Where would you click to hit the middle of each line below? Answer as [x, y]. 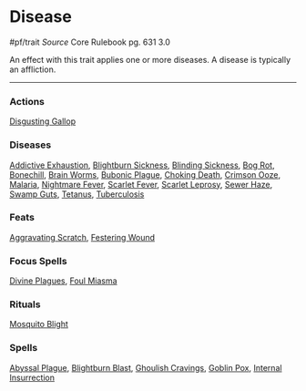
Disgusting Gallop [42, 121]
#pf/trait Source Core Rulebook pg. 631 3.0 [90, 42]
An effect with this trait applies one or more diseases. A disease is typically [150, 59]
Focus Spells [38, 261]
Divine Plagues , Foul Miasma [63, 281]
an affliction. [33, 69]
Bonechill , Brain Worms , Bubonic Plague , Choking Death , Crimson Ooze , [145, 174]
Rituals [25, 304]
